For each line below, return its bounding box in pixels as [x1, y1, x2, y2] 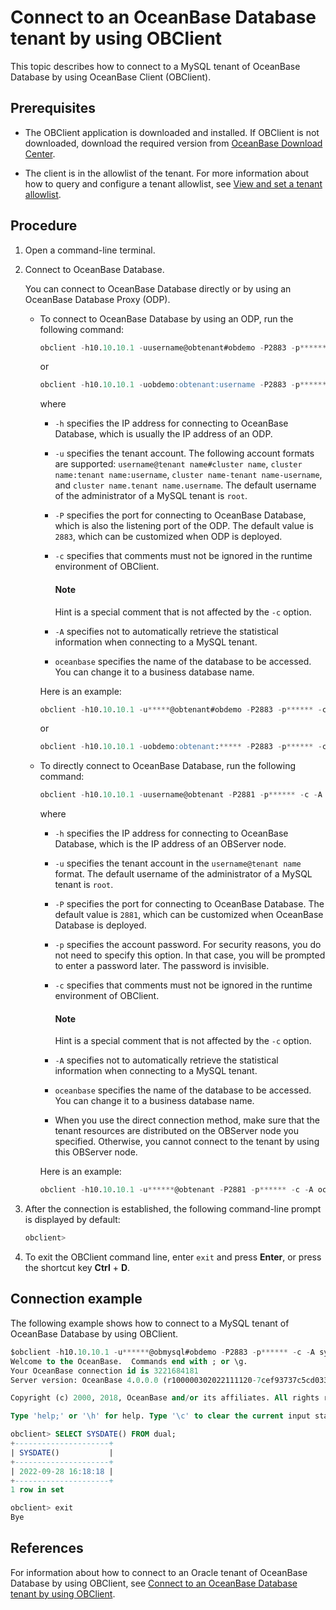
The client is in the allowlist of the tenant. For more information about [24, 167, 309, 179]
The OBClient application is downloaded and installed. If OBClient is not [24, 126, 320, 138]
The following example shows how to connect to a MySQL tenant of [10, 1317, 290, 1329]
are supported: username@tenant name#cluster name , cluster [54, 458, 303, 470]
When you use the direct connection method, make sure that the [54, 1114, 320, 1126]
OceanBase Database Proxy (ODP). [24, 293, 171, 305]
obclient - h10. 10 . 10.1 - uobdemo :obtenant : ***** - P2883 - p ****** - [39, 742, 323, 752]
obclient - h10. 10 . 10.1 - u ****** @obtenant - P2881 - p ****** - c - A [39, 1185, 314, 1195]
